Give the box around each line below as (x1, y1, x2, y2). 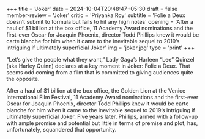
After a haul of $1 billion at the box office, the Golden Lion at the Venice (6, 87, 186, 94)
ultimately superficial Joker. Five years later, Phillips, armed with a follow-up (6, 113, 198, 120)
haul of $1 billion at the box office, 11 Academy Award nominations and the (6, 24, 193, 32)
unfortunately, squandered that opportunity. (6, 126, 117, 133)
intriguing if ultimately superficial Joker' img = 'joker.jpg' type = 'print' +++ (6, 44, 195, 51)
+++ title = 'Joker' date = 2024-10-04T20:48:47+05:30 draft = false (6, 5, 178, 12)
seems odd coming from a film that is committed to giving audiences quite (6, 69, 194, 76)
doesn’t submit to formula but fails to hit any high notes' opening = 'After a (6, 18, 194, 25)
